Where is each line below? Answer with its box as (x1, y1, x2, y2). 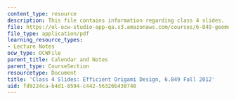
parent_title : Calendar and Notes (7, 56, 109, 63)
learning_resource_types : (7, 37, 83, 44)
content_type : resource (7, 10, 77, 18)
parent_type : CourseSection (7, 63, 90, 70)
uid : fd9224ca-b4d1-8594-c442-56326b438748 (7, 82, 137, 89)
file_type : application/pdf (7, 30, 90, 37)
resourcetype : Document (7, 69, 77, 76)
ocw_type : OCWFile (7, 50, 61, 57)
